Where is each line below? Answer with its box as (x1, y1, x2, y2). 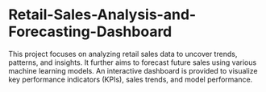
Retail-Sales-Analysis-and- (8, 6, 197, 24)
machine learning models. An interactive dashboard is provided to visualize (8, 66, 258, 75)
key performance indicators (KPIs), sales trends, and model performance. (8, 74, 253, 84)
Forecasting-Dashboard (8, 22, 172, 41)
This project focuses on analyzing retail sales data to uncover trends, (8, 49, 238, 58)
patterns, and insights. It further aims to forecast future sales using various (8, 58, 257, 67)
